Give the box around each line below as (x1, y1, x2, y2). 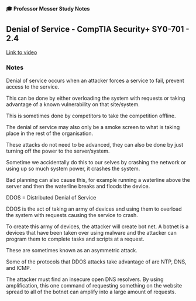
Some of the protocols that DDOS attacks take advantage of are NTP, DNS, (6, 258, 187, 265)
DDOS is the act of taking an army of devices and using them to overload (6, 205, 182, 212)
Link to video (6, 49, 37, 56)
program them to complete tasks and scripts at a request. (6, 235, 145, 242)
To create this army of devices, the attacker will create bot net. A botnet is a (6, 223, 189, 230)
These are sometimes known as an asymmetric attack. (6, 246, 137, 253)
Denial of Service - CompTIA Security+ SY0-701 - (6, 24, 190, 34)
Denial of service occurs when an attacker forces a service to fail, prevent (6, 77, 184, 84)
